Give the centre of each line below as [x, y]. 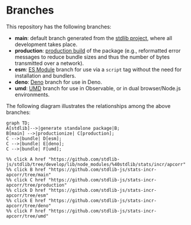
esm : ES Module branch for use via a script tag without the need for [98, 69]
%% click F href [26, 211]
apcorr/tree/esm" [27, 195]
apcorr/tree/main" [29, 175]
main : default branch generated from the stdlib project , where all [93, 38]
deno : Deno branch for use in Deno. [58, 82]
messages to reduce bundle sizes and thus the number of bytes [92, 57]
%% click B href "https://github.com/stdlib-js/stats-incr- [82, 169]
